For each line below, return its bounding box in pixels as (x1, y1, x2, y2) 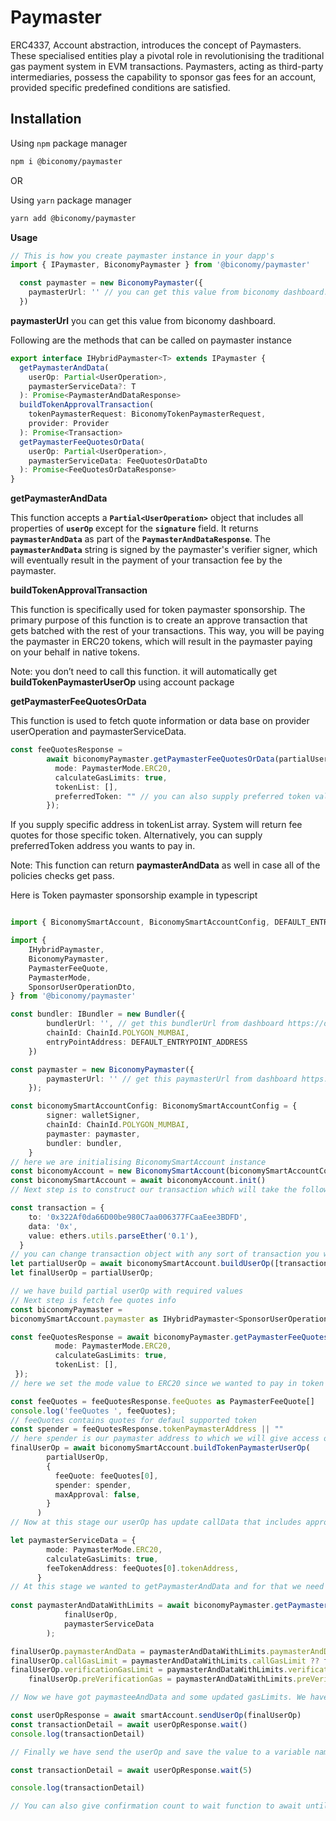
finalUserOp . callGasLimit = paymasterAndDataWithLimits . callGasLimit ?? (10, 1656, 320, 1666)
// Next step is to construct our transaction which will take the (10, 1185, 298, 1195)
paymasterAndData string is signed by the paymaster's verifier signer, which (10, 544, 318, 556)
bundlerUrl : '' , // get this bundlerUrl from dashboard (46, 1019, 284, 1029)
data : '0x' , (28, 1221, 78, 1231)
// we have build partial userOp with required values (10, 1286, 244, 1296)
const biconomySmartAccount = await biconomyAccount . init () (10, 1176, 267, 1186)
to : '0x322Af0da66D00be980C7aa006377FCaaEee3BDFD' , (28, 1212, 248, 1222)
